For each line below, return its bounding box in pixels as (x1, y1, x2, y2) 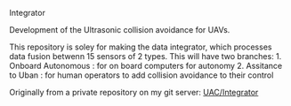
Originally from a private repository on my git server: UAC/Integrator (9, 87, 259, 97)
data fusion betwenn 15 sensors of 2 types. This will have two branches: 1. (9, 51, 282, 61)
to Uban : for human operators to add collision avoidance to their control (9, 70, 274, 80)
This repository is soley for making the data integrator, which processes (9, 42, 272, 52)
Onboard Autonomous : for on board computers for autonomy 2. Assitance (9, 61, 283, 71)
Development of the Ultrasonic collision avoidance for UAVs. (9, 25, 230, 34)
